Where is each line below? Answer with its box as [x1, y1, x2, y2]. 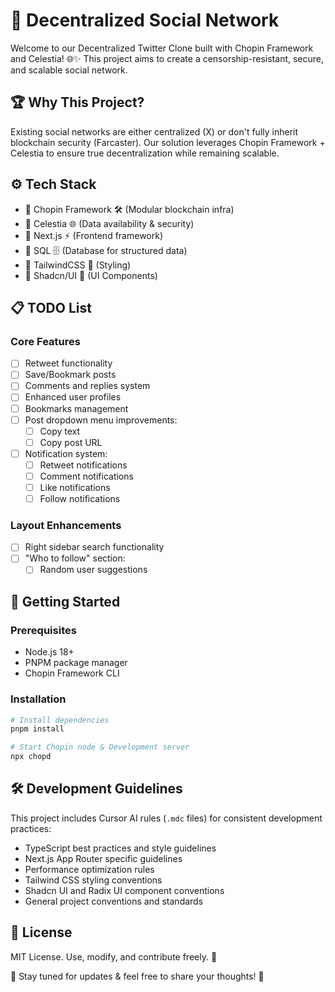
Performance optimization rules [24, 863, 155, 875]
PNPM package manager [24, 657, 128, 669]
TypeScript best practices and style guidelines [24, 842, 217, 854]
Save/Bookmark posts [24, 369, 117, 381]
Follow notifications [39, 493, 121, 504]
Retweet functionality [24, 357, 113, 369]
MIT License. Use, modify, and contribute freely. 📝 [10, 950, 218, 963]
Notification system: [24, 447, 108, 459]
